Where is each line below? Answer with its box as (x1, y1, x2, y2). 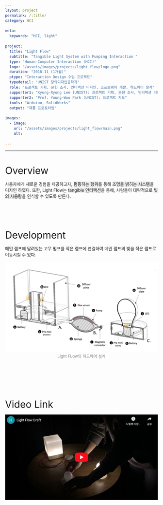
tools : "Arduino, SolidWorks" (9, 100, 70, 105)
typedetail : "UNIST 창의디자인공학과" (9, 80, 80, 85)
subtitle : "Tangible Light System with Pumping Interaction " (9, 54, 138, 59)
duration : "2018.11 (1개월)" (9, 70, 66, 75)
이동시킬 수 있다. (5, 251, 36, 258)
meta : (5, 28, 16, 34)
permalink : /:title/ (5, 13, 47, 18)
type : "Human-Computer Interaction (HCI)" (9, 59, 97, 64)
